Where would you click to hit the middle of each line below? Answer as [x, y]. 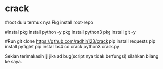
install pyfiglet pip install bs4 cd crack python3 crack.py [62, 46]
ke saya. [14, 61]
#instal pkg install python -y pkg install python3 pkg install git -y [71, 32]
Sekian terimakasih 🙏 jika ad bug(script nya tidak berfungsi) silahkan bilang [82, 56]
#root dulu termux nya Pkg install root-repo [49, 22]
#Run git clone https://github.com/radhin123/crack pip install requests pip [80, 41]
